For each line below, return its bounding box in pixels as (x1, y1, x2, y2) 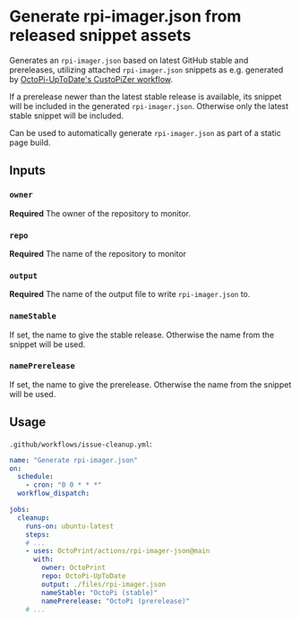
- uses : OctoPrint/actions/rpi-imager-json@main (25, 547, 210, 556)
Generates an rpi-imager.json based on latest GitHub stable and (9, 55, 249, 65)
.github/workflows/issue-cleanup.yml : (9, 438, 152, 449)
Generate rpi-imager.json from (9, 6, 242, 27)
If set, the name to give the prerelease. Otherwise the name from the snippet (9, 378, 292, 390)
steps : (25, 530, 50, 539)
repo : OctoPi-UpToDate (41, 572, 126, 581)
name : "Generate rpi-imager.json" (9, 455, 139, 464)
